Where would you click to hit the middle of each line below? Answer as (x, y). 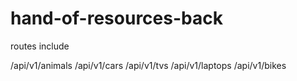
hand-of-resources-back (116, 18)
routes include (40, 46)
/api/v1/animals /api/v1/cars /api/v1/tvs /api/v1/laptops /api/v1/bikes (148, 65)
